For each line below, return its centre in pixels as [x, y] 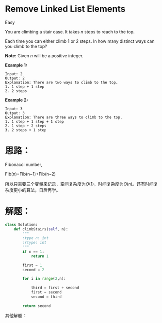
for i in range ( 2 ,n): [44, 279]
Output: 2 [15, 78]
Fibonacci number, [24, 164]
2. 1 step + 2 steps [26, 126]
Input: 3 [14, 109]
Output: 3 [15, 113]
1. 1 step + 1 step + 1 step [34, 121]
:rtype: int [35, 243]
